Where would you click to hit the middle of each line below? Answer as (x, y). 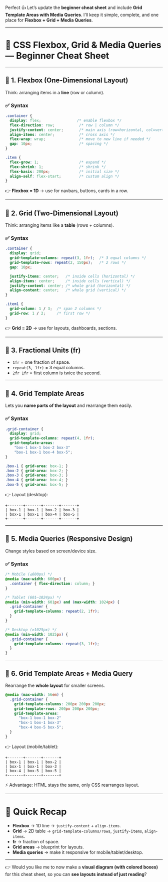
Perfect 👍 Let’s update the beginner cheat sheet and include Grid (74, 8)
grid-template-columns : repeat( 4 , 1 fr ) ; (52, 438)
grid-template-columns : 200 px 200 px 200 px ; (60, 704)
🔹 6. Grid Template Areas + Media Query (69, 674)
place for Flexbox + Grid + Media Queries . (49, 20)
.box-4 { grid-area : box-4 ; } (37, 480)
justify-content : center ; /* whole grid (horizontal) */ (70, 285)
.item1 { (14, 304)
